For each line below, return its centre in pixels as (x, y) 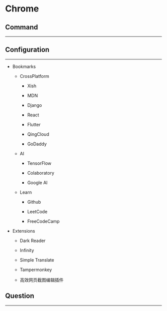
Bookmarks (24, 66)
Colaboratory (41, 173)
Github (34, 202)
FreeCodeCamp (43, 221)
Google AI (38, 182)
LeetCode (37, 211)
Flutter (34, 124)
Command (22, 27)
